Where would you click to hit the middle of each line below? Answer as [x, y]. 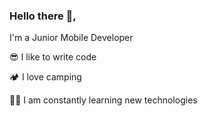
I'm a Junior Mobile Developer [71, 38]
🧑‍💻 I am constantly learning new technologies [103, 100]
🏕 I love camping [45, 77]
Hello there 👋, [43, 16]
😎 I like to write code [53, 57]
